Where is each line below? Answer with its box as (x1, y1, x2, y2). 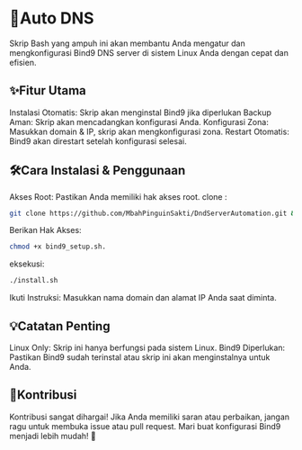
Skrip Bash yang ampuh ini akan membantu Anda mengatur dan (9, 38, 245, 49)
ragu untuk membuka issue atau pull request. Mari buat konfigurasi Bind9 (9, 420, 281, 431)
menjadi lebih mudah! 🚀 (9, 430, 96, 441)
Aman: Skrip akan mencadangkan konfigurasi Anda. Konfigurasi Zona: (9, 116, 270, 127)
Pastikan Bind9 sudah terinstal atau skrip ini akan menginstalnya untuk (9, 352, 271, 363)
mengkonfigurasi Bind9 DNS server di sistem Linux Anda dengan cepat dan (9, 47, 289, 58)
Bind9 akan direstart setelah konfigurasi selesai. (9, 135, 187, 147)
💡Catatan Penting (9, 319, 111, 334)
